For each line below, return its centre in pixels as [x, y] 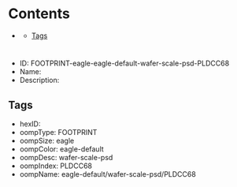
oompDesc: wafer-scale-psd [66, 157]
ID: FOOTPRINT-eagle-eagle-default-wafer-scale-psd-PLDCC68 [124, 63]
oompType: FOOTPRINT [58, 132]
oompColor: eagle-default [61, 149]
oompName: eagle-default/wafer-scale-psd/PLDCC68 [108, 174]
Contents [39, 14]
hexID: [30, 124]
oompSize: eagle [47, 140]
